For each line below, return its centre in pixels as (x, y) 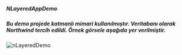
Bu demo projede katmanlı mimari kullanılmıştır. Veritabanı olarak (91, 24)
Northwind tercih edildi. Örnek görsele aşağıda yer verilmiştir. (86, 30)
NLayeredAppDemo (32, 8)
